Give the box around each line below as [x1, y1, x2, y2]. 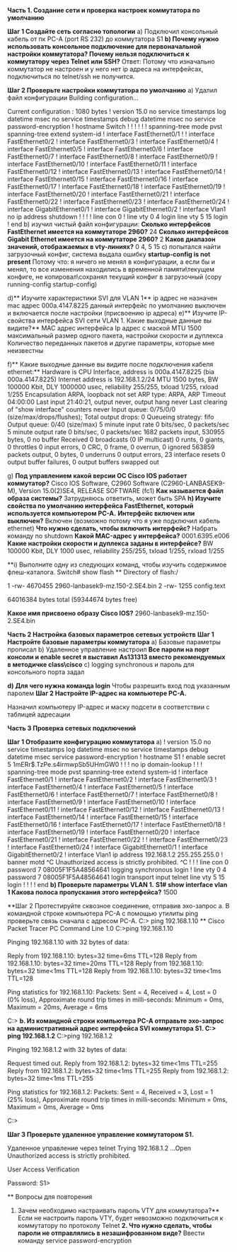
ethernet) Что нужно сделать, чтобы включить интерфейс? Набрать [7, 524, 218, 533]
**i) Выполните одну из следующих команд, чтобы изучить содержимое [7, 560, 227, 569]
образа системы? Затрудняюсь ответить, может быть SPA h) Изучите [7, 494, 221, 502]
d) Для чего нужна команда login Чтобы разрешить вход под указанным [7, 682, 231, 690]
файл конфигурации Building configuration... [7, 93, 139, 102]
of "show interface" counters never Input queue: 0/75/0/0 [7, 405, 176, 413]
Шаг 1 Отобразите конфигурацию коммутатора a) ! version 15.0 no [7, 738, 212, 746]
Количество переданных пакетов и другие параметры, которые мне [7, 339, 215, 347]
